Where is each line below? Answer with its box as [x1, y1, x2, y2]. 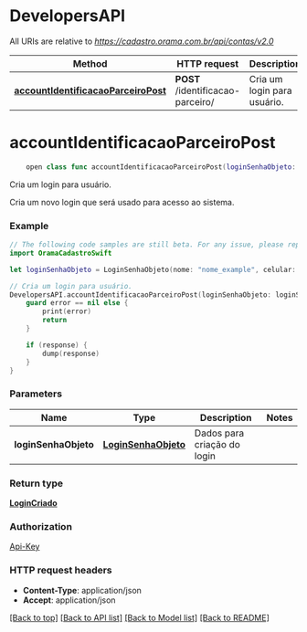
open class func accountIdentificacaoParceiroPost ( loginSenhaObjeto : [26, 162, 297, 172]
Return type [9, 477, 64, 490]
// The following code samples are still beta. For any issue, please [9, 240, 284, 249]
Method [72, 57, 108, 69]
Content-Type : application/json [22, 585, 142, 595]
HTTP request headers [9, 564, 112, 576]
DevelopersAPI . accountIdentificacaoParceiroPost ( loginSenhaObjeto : [9, 290, 272, 300]
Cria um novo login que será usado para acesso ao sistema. [9, 196, 235, 207]
